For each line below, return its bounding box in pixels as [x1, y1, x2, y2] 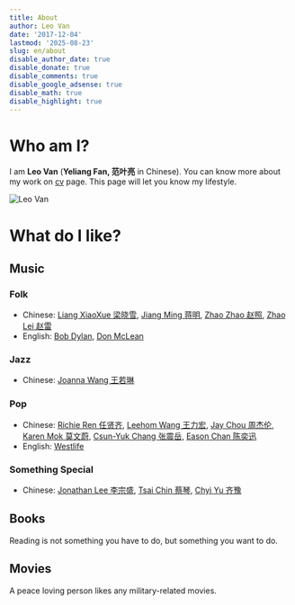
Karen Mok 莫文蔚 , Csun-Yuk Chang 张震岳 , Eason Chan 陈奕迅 [22, 431, 257, 441]
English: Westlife [22, 440, 85, 451]
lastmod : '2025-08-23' [9, 38, 94, 48]
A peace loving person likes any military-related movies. [9, 585, 218, 596]
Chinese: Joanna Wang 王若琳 [22, 375, 135, 386]
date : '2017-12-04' [9, 30, 83, 39]
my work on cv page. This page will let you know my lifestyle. [9, 176, 237, 187]
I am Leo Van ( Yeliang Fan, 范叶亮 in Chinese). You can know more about [9, 166, 282, 177]
